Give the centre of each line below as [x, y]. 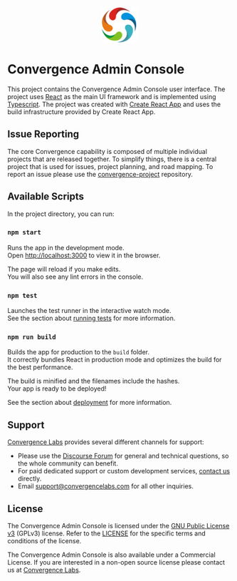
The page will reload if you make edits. [64, 269]
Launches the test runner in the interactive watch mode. [90, 311]
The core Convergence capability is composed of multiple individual [107, 151]
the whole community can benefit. [68, 463]
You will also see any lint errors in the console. [75, 277]
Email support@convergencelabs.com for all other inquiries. [106, 486]
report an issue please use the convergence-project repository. [100, 174]
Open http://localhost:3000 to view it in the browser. [84, 255]
